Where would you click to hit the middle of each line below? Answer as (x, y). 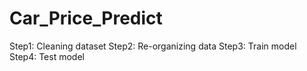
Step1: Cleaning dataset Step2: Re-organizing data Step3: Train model (153, 46)
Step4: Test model (47, 56)
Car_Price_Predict (86, 18)
